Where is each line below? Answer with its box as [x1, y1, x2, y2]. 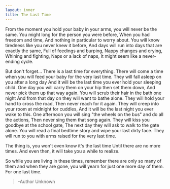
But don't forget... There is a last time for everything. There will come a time [5, 68, 163, 74]
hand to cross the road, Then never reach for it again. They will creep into [5, 100, 159, 106]
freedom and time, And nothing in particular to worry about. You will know [5, 36, 160, 43]
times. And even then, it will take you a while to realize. [5, 148, 120, 154]
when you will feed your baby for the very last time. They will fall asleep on [5, 73, 161, 80]
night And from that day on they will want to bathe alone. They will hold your [5, 95, 165, 101]
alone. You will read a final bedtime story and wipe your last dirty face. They [5, 127, 164, 133]
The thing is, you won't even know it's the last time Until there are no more [5, 142, 161, 148]
